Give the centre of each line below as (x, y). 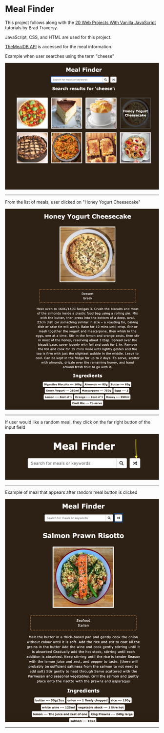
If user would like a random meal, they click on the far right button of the (78, 422)
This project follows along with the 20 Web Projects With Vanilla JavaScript (81, 22)
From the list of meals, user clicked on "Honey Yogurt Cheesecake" (73, 202)
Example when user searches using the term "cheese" (60, 56)
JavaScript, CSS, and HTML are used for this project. (58, 37)
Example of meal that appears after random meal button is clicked (71, 492)
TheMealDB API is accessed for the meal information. (59, 46)
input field (15, 427)
